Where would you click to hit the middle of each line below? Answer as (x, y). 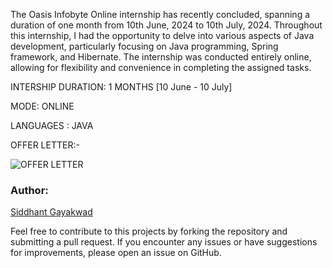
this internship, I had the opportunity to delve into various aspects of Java (162, 35)
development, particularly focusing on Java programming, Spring (144, 46)
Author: (29, 190)
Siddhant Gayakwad (51, 212)
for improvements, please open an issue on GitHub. (116, 253)
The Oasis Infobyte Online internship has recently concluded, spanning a (160, 14)
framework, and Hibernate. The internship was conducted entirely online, (161, 57)
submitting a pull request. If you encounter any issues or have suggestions (164, 242)
